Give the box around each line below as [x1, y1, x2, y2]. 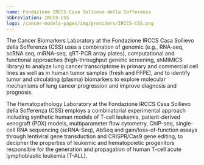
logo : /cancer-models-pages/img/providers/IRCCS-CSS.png [6, 20, 154, 26]
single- [175, 120, 194, 127]
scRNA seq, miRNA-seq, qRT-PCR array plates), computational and [6, 50, 175, 57]
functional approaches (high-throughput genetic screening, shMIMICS [6, 56, 183, 64]
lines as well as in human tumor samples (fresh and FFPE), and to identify [6, 69, 191, 77]
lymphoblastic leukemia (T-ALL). [6, 152, 88, 160]
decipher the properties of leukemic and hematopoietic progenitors [6, 139, 175, 147]
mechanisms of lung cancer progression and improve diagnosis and [6, 82, 177, 90]
